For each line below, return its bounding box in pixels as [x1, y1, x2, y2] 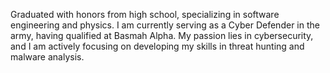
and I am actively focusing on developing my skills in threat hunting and [10, 40, 305, 52]
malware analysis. [10, 51, 85, 63]
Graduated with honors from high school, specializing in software [10, 9, 280, 20]
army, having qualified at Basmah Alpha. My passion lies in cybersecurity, [10, 30, 314, 41]
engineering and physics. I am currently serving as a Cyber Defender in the [10, 19, 320, 31]
